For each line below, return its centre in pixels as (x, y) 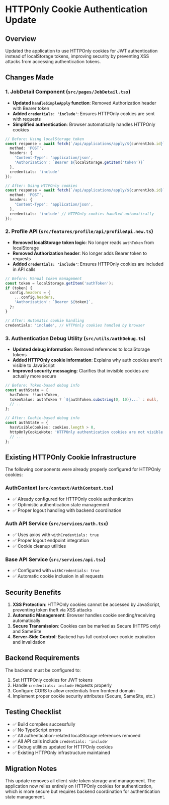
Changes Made (29, 78)
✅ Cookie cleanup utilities (39, 546)
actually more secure (34, 376)
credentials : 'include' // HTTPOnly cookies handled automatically (82, 214)
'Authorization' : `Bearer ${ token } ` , (54, 302)
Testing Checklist (33, 712)
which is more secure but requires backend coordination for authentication (82, 791)
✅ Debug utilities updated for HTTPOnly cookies (63, 747)
